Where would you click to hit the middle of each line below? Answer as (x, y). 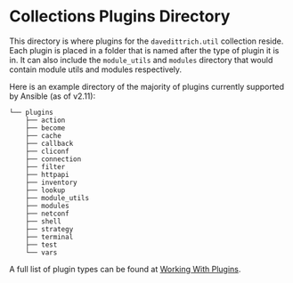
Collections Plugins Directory (120, 16)
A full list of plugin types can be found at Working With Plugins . (125, 269)
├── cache (44, 135)
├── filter (45, 166)
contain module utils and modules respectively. (96, 69)
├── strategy (49, 229)
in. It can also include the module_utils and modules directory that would (141, 60)
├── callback (49, 143)
